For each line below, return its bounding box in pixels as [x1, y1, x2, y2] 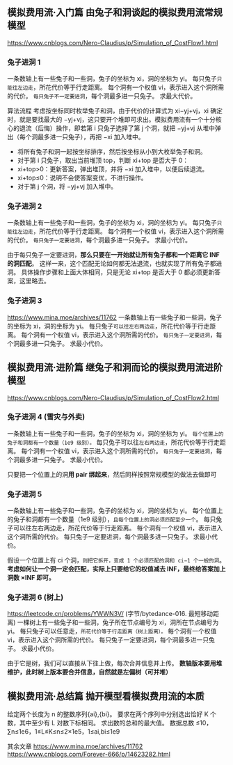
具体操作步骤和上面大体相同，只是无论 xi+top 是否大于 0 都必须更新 [20, 268, 215, 276]
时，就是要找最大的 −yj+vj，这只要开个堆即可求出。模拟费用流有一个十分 [7, 116, 216, 124]
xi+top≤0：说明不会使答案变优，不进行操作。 [17, 173, 147, 182]
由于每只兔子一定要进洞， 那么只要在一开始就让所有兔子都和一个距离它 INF [7, 251, 220, 259]
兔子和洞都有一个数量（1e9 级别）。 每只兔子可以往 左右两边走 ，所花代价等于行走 [7, 438, 220, 446]
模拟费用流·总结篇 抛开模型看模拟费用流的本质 [7, 690, 204, 702]
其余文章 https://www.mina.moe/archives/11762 [7, 742, 143, 750]
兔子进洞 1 [7, 57, 41, 67]
